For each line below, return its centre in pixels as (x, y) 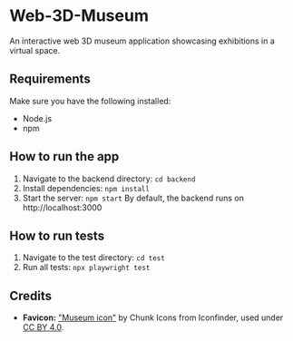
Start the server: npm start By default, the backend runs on (133, 198)
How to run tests (57, 235)
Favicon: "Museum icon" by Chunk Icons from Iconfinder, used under (153, 317)
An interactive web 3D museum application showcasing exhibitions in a (142, 41)
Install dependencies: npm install (86, 188)
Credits (31, 296)
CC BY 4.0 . (43, 327)
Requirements (50, 79)
